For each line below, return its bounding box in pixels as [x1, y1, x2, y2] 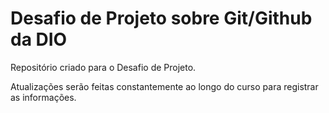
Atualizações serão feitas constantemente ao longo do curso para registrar [10, 80, 319, 92]
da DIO [10, 28, 68, 51]
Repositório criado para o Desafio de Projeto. [10, 61, 197, 73]
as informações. [10, 91, 77, 103]
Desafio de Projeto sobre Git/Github [10, 7, 313, 30]
